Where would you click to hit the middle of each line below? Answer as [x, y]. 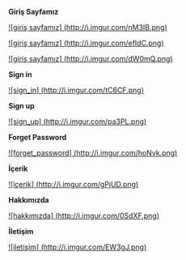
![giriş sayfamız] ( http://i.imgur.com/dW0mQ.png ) [91, 59]
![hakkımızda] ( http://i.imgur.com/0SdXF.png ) [84, 215]
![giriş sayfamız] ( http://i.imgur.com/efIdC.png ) [86, 43]
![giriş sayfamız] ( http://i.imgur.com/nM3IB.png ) [88, 27]
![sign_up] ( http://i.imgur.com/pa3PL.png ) [78, 121]
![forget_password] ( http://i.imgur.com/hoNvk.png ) [93, 153]
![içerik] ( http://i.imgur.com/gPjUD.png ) [74, 184]
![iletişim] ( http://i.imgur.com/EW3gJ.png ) [78, 247]
